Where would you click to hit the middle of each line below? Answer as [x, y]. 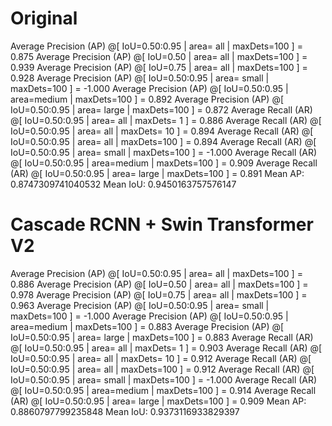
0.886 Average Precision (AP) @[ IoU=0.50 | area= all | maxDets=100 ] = [159, 284]
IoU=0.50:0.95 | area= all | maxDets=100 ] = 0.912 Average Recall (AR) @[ [162, 369]
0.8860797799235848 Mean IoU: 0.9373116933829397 [125, 411]
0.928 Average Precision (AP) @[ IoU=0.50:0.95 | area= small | [140, 78]
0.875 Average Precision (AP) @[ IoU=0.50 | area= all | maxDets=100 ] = [159, 56]
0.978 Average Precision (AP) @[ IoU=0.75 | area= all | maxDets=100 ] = [159, 294]
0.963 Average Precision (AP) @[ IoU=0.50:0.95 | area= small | [140, 305]
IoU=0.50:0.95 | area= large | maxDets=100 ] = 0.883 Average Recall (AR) [162, 337]
